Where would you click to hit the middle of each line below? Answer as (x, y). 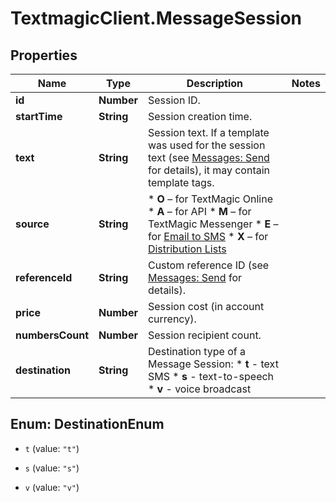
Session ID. (174, 100)
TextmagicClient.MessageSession (156, 18)
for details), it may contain (209, 170)
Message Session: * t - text (213, 364)
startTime (39, 116)
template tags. (181, 182)
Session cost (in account (206, 306)
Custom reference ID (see (208, 265)
